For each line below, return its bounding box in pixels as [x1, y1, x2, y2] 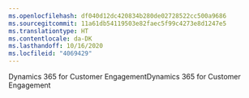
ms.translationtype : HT [8, 27, 89, 35]
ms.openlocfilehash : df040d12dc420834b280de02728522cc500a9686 [8, 11, 227, 20]
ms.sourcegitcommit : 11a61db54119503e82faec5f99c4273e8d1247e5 [8, 19, 227, 28]
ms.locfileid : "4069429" [8, 49, 92, 58]
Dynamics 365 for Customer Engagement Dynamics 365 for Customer [8, 72, 242, 81]
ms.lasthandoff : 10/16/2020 [8, 42, 104, 50]
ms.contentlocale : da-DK [8, 34, 92, 43]
